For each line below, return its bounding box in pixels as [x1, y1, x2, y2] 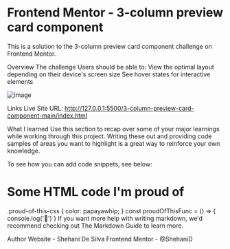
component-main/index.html [7, 111, 88, 120]
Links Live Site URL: [7, 104, 63, 112]
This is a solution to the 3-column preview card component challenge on [7, 42, 213, 50]
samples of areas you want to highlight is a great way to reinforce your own [7, 139, 220, 147]
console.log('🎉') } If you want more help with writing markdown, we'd [7, 214, 203, 222]
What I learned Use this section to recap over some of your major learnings [7, 124, 220, 133]
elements [7, 77, 34, 85]
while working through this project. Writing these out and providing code [7, 132, 212, 140]
